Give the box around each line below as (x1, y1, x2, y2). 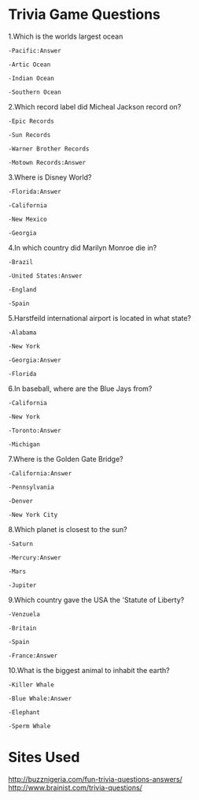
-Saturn (8, 540, 34, 548)
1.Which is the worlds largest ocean (8, 32, 123, 41)
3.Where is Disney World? (8, 172, 92, 182)
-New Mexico (8, 215, 47, 223)
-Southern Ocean (8, 88, 61, 96)
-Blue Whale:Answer (8, 694, 72, 702)
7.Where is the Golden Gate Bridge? (8, 454, 123, 463)
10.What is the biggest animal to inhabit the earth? (8, 665, 171, 675)
